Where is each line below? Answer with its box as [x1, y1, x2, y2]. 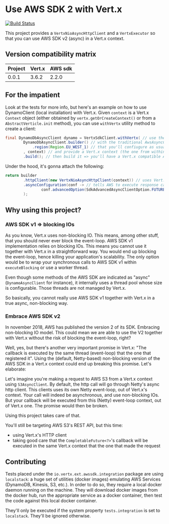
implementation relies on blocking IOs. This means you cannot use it [5, 243, 147, 249]
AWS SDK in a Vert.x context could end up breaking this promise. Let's [5, 361, 152, 367]
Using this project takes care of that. [5, 412, 80, 418]
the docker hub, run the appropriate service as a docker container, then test [5, 492, 162, 498]
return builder [5, 173, 37, 178]
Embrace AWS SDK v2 [5, 312, 61, 320]
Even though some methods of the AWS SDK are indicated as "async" [5, 274, 150, 280]
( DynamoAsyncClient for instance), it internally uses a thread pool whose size [5, 280, 162, 286]
